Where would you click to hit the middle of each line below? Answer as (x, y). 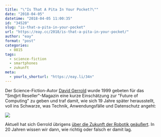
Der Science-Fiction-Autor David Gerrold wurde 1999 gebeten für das (75, 90)
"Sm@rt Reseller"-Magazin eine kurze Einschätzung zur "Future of (72, 96)
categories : (17, 45)
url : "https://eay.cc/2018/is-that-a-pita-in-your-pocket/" (67, 32)
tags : (10, 54)
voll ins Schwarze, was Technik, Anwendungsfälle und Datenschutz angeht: (80, 106)
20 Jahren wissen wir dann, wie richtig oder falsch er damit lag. (69, 129)
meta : (10, 72)
